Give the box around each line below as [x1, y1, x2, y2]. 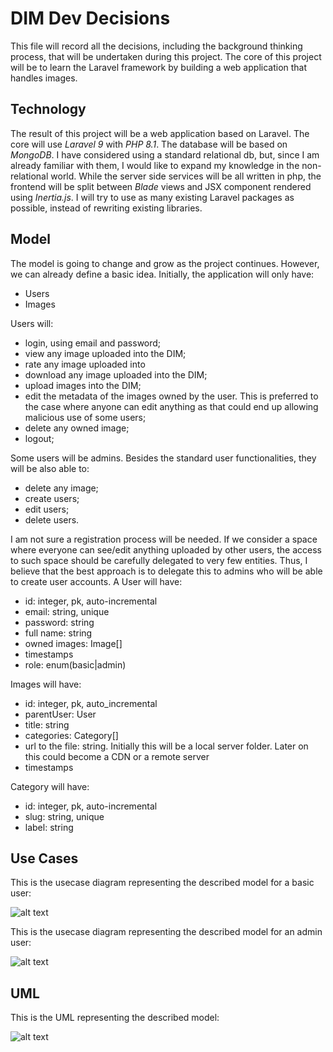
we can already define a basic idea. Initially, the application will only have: [10, 268, 315, 280]
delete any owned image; [24, 422, 130, 434]
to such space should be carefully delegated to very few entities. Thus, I [10, 554, 308, 566]
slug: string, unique [24, 810, 105, 822]
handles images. [10, 72, 78, 84]
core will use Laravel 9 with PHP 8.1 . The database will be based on [10, 138, 288, 150]
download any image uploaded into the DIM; [24, 368, 208, 381]
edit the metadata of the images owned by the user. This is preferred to [24, 390, 319, 402]
